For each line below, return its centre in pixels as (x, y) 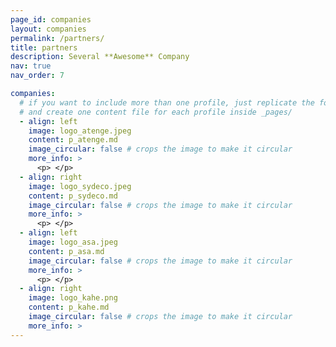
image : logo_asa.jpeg (73, 242)
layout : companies (48, 29)
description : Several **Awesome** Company (100, 57)
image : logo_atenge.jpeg (80, 131)
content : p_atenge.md (73, 140)
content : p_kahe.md (69, 307)
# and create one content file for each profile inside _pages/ (156, 112)
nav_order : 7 (37, 76)
